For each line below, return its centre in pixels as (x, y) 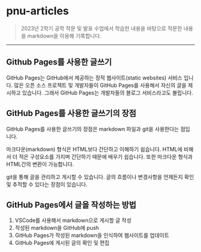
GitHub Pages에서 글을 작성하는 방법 (71, 205)
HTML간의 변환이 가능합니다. (40, 164)
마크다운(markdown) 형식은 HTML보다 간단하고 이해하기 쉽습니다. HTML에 (94, 149)
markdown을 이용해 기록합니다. (64, 36)
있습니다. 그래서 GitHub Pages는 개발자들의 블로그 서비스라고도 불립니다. (107, 92)
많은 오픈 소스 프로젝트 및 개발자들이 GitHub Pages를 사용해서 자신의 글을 (100, 85)
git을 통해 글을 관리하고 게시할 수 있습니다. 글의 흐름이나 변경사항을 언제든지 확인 (100, 177)
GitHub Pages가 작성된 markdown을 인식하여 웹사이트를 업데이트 (92, 235)
